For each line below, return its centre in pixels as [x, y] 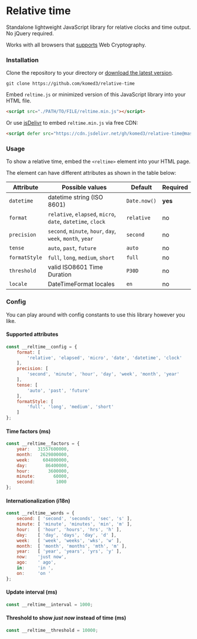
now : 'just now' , [42, 557]
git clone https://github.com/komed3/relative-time [70, 84]
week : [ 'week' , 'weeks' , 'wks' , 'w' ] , [69, 540]
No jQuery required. [30, 33]
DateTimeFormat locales [81, 284]
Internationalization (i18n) [38, 501]
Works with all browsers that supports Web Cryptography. [76, 45]
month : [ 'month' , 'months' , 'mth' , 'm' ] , [72, 546]
